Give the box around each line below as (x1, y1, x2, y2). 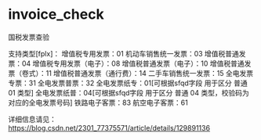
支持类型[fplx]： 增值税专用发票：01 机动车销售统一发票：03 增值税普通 (8, 48, 239, 58)
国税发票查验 (8, 32, 49, 41)
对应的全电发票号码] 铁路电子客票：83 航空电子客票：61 (8, 98, 188, 107)
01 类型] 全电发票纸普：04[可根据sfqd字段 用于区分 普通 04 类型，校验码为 (8, 88, 249, 97)
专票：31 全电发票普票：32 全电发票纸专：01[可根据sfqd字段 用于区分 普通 (8, 78, 248, 88)
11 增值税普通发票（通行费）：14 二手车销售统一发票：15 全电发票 (45, 68, 253, 77)
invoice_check (8, 5, 104, 23)
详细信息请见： (8, 114, 56, 124)
